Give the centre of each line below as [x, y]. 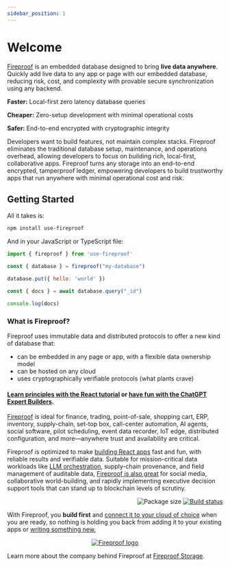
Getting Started [41, 199]
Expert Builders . [31, 401]
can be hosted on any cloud [56, 371]
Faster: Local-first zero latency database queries [76, 101]
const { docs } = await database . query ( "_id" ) [75, 291]
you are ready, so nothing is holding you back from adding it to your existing [114, 522]
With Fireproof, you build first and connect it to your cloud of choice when [112, 515]
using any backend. [35, 88]
